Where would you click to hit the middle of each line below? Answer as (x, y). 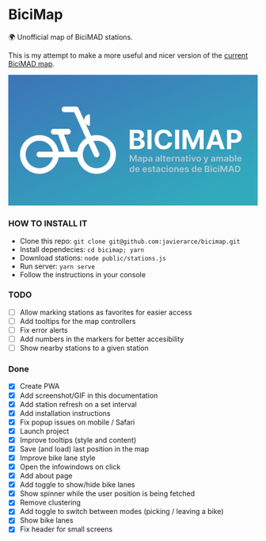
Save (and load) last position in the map (84, 448)
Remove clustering (50, 503)
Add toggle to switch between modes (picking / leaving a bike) (122, 512)
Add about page (46, 476)
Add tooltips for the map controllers (78, 321)
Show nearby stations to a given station (84, 348)
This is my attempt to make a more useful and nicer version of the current (128, 55)
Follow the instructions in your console (83, 274)
